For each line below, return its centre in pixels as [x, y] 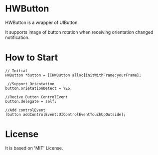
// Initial [16, 71]
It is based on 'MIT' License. [34, 148]
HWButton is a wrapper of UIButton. [42, 22]
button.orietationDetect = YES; [39, 88]
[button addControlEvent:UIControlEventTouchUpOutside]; [66, 114]
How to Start [32, 58]
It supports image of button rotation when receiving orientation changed [79, 32]
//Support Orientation [31, 84]
